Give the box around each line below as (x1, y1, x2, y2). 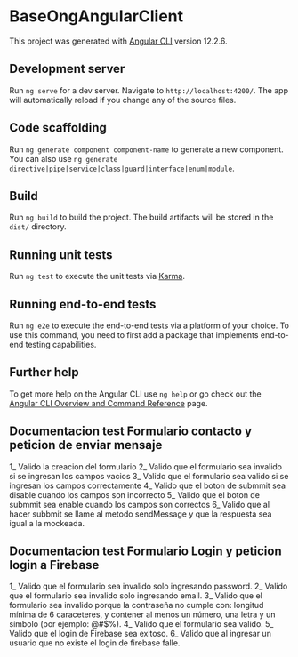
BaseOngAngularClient (9, 6, 184, 27)
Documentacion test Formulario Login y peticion (9, 544, 282, 559)
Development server (9, 61, 125, 76)
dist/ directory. (9, 221, 67, 232)
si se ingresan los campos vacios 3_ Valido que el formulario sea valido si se (9, 470, 289, 481)
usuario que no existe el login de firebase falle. (9, 637, 181, 648)
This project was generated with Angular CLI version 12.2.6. (9, 36, 229, 46)
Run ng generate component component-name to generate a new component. (9, 144, 285, 155)
